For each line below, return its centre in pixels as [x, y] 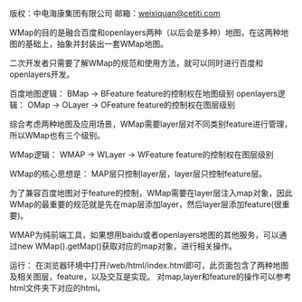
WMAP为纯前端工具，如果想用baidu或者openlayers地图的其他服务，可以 [144, 235]
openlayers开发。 [42, 74]
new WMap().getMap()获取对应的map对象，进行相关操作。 [127, 246]
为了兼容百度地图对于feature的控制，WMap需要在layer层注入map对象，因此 [151, 193]
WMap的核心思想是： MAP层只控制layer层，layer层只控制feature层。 [138, 174]
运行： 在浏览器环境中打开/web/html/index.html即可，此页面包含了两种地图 [149, 265]
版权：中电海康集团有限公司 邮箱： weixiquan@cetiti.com [115, 13]
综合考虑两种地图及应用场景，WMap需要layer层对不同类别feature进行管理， [151, 124]
